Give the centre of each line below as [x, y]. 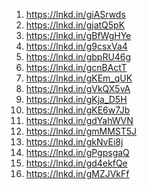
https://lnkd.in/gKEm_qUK [79, 78]
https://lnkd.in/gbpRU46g [78, 57]
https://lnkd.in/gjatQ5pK [75, 25]
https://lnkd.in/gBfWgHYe [78, 35]
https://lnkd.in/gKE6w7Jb [78, 110]
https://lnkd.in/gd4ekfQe [76, 163]
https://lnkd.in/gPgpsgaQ [77, 152]
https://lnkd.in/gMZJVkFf [77, 173]
